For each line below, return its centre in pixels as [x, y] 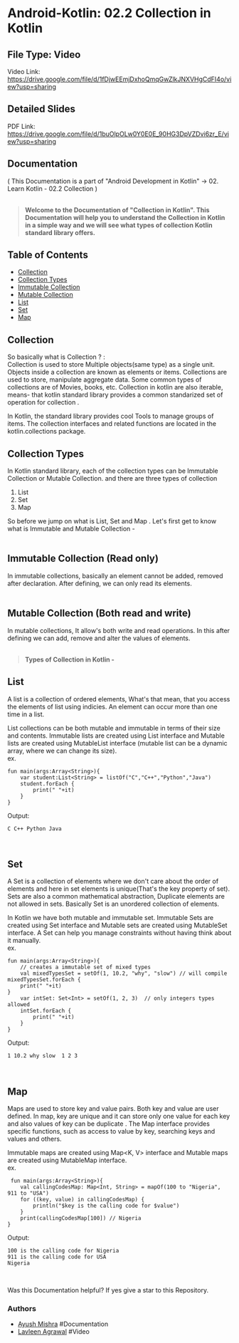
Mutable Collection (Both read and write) [99, 613]
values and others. [34, 1139]
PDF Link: [21, 126]
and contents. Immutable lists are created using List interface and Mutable [116, 736]
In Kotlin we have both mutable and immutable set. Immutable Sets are [111, 918]
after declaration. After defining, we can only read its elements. [100, 583]
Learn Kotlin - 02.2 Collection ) [53, 188]
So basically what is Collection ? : [56, 357]
